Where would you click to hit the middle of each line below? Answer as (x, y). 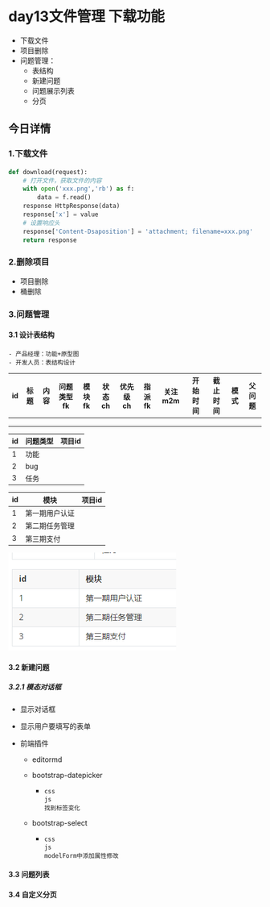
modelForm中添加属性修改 (81, 855)
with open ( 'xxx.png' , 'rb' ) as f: (79, 189)
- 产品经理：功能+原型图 (44, 354)
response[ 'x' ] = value (61, 214)
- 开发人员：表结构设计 (42, 362)
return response (50, 240)
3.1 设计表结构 (31, 335)
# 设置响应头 (41, 223)
